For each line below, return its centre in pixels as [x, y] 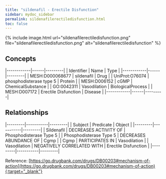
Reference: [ [18, 161]
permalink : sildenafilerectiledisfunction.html [55, 19]
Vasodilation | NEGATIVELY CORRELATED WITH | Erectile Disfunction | [77, 146]
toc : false [16, 24]
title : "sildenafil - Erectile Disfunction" [52, 10]
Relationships [27, 113]
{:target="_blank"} [24, 171]
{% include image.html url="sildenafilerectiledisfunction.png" [68, 38]
